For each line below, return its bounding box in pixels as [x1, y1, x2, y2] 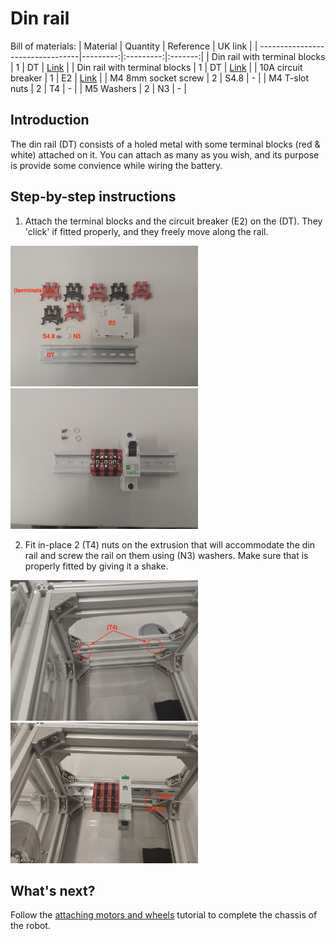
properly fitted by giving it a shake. [24, 560, 169, 572]
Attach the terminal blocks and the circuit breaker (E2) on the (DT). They [24, 215, 323, 227]
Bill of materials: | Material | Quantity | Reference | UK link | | [10, 40, 258, 52]
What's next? [10, 882, 96, 899]
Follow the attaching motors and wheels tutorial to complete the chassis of [10, 909, 318, 921]
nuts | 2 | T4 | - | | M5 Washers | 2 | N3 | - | [10, 82, 187, 94]
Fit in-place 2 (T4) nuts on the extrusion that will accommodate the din [24, 538, 316, 551]
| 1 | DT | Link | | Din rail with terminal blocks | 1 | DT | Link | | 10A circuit [10, 61, 303, 73]
